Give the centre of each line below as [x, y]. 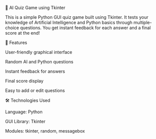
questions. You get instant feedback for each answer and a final [85, 28]
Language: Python [24, 112]
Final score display [24, 81]
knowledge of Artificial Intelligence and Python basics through [69, 23]
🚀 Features [16, 43]
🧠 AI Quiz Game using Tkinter [35, 8]
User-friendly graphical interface [39, 52]
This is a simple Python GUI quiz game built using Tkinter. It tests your [77, 17]
